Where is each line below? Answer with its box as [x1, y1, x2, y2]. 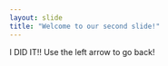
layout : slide [9, 13, 64, 23]
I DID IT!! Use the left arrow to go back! [9, 46, 155, 57]
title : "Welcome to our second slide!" [9, 22, 161, 31]
